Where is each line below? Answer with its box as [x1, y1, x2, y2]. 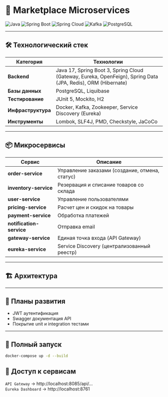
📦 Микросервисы [5, 141, 65, 150]
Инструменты [7, 118, 43, 125]
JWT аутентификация [12, 310, 58, 316]
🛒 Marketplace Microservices [5, 5, 130, 16]
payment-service [7, 212, 51, 219]
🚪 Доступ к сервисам [5, 367, 76, 376]
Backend [7, 73, 29, 80]
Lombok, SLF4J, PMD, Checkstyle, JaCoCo [55, 118, 158, 125]
